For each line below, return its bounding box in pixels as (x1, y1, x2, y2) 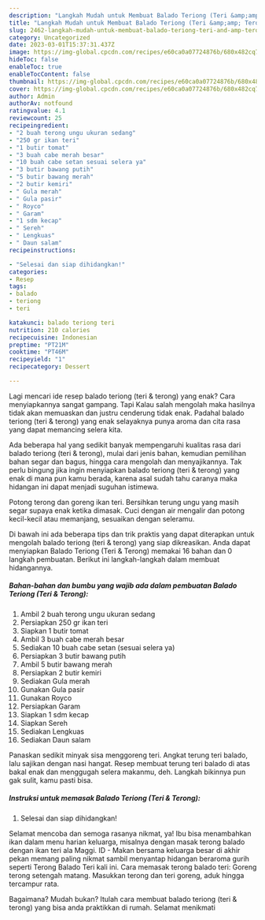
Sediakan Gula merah (20, 676, 90, 686)
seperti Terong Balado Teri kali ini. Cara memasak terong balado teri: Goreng (9, 862, 257, 872)
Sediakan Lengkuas (20, 727, 85, 736)
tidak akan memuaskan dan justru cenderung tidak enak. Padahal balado (9, 408, 245, 417)
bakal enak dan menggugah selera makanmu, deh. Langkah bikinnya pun (9, 767, 246, 776)
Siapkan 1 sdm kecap (20, 709, 90, 719)
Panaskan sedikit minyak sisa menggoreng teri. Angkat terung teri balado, (9, 750, 248, 760)
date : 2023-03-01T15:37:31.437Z (9, 41, 115, 49)
